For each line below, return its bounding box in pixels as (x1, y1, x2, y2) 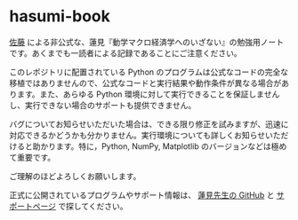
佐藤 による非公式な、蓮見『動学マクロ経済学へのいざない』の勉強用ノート (9, 36, 285, 47)
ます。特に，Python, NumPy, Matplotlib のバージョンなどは (55, 140, 271, 152)
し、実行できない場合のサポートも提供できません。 (9, 99, 197, 110)
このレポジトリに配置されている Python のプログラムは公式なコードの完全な (9, 67, 289, 77)
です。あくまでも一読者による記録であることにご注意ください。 (9, 47, 242, 59)
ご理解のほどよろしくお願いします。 (9, 170, 141, 181)
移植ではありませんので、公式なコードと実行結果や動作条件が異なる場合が (9, 77, 282, 88)
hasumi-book (9, 6, 111, 27)
